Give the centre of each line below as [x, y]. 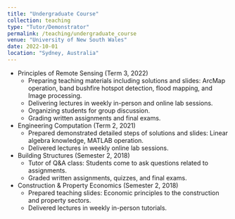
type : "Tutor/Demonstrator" [49, 27]
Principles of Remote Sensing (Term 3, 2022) [83, 73]
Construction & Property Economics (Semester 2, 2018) [98, 185]
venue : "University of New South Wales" [68, 40]
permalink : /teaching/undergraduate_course [72, 33]
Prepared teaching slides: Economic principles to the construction [123, 193]
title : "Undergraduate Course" [53, 14]
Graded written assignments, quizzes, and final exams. [108, 177]
